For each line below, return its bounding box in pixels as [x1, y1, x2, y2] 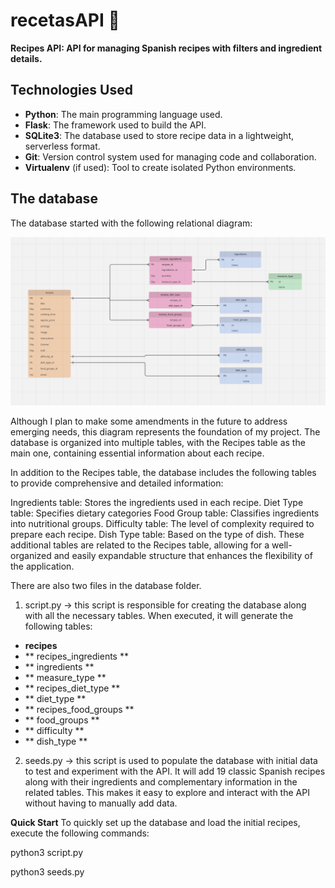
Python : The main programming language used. [24, 108, 223, 120]
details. [10, 52, 43, 64]
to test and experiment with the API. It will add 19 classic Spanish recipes [24, 765, 326, 778]
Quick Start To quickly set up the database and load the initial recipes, [10, 817, 301, 829]
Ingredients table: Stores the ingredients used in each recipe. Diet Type [10, 497, 304, 509]
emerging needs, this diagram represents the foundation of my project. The [10, 426, 321, 438]
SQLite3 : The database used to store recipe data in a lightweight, [24, 129, 294, 141]
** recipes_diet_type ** [24, 682, 121, 694]
